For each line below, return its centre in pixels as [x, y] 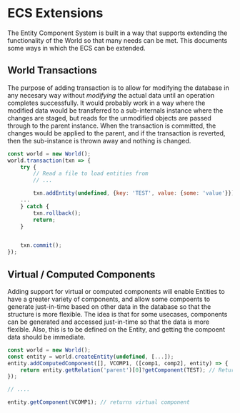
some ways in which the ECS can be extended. [76, 48]
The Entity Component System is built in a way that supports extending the [117, 33]
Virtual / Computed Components [81, 274]
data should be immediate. [46, 337]
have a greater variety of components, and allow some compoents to [109, 299]
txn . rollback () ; [57, 213]
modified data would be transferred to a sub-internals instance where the [115, 110]
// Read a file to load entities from [91, 174]
